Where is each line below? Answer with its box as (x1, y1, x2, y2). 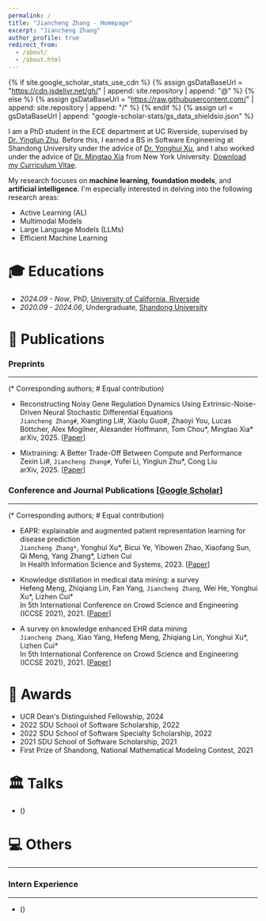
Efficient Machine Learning (19, 233, 108, 243)
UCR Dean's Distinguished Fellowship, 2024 (19, 711, 164, 721)
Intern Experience (8, 879, 79, 890)
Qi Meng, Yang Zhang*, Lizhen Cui (19, 551, 132, 560)
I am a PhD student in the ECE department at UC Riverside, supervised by (8, 126, 248, 136)
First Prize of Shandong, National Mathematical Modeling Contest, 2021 (19, 745, 253, 755)
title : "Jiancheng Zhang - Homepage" (8, 19, 133, 27)
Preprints (8, 358, 45, 369)
